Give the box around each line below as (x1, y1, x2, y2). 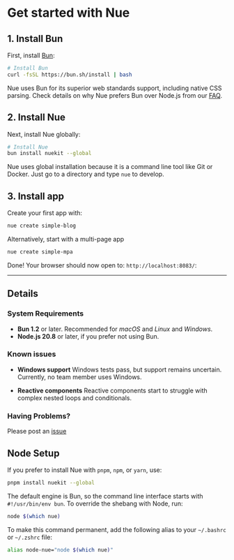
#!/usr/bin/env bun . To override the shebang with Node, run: (7, 499, 183, 508)
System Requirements (7, 309, 84, 318)
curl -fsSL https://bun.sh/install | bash (7, 71, 132, 78)
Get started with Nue (7, 5, 130, 21)
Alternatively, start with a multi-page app (7, 235, 125, 243)
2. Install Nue (7, 112, 66, 124)
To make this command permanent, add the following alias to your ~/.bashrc (7, 525, 226, 533)
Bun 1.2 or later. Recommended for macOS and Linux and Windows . (17, 325, 213, 333)
